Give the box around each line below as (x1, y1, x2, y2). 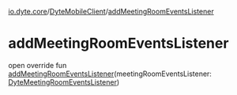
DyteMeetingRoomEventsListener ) (8, 77, 120, 86)
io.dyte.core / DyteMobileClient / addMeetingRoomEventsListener (8, 7, 215, 16)
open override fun (8, 60, 67, 70)
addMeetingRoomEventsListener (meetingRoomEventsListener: (8, 69, 212, 78)
